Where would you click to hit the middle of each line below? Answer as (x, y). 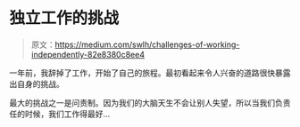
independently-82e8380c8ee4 (88, 54)
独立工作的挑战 (64, 18)
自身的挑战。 (40, 83)
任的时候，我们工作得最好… (60, 114)
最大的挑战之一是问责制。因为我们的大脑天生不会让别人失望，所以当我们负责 (150, 102)
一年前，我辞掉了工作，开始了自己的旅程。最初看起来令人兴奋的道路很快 (142, 73)
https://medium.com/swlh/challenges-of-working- (147, 44)
